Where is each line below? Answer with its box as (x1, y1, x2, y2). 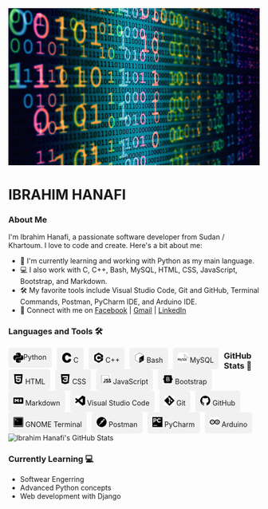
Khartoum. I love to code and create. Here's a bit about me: (8, 241, 203, 251)
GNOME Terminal (25, 419, 82, 429)
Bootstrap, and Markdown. (19, 277, 108, 286)
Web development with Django (19, 491, 121, 501)
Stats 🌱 (223, 361, 253, 372)
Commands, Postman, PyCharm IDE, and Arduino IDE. (19, 297, 198, 306)
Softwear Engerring (19, 475, 85, 484)
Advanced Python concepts (19, 483, 112, 493)
